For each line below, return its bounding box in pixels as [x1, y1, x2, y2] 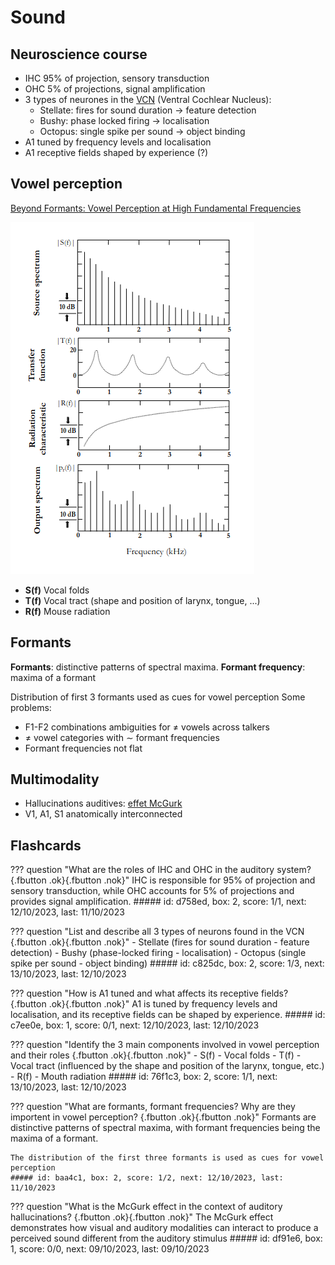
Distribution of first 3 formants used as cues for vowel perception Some [10, 691, 306, 703]
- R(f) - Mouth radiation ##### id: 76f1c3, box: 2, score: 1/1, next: [10, 1071, 278, 1083]
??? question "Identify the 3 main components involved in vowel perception [10, 1039, 320, 1051]
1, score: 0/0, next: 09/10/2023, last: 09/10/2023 [10, 1243, 210, 1255]
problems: [10, 701, 52, 713]
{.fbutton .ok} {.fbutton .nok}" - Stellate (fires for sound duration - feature [10, 936, 310, 948]
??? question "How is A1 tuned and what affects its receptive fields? [10, 987, 289, 1000]
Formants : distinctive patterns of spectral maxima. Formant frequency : [10, 661, 306, 673]
